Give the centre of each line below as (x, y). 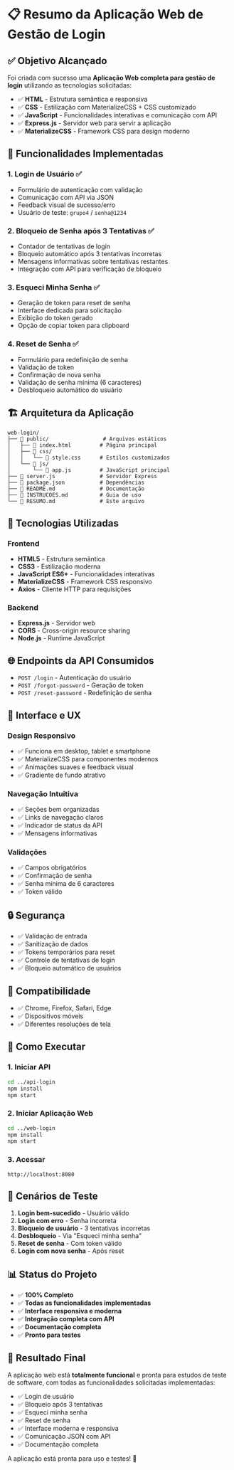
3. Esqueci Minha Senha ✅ (54, 287)
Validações (27, 852)
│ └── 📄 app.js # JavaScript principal (89, 470)
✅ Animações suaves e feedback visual (75, 767)
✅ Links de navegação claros (60, 818)
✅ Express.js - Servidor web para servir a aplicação (94, 123)
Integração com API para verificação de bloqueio (90, 269)
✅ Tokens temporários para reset (66, 952)
